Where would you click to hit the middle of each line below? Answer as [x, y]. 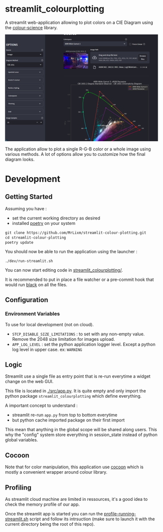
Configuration [27, 300]
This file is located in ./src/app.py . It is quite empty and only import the [76, 391]
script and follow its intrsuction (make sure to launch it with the [92, 519]
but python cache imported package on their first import [68, 420]
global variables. [22, 440]
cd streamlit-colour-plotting [36, 238]
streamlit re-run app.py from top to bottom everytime [65, 415]
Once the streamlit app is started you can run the [54, 514]
